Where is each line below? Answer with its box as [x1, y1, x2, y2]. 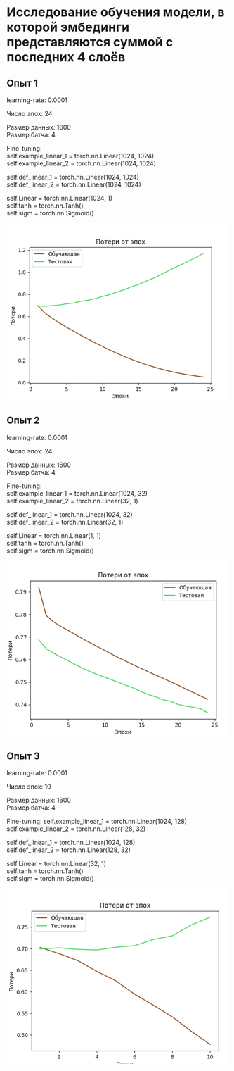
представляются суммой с [6, 35, 174, 50]
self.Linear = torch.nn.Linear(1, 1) [6, 531, 101, 539]
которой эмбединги [6, 19, 130, 35]
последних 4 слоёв [6, 49, 126, 65]
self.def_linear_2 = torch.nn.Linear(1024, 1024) [6, 180, 141, 189]
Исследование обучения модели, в [6, 4, 225, 20]
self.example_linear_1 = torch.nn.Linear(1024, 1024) [6, 152, 155, 160]
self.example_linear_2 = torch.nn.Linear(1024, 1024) [6, 159, 156, 168]
